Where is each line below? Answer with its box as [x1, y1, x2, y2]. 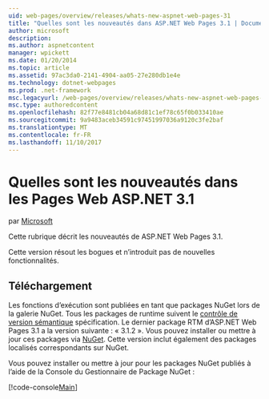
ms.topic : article [8, 64, 70, 72]
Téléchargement [8, 279, 92, 292]
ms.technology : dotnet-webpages [8, 79, 116, 87]
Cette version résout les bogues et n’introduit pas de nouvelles [8, 248, 215, 257]
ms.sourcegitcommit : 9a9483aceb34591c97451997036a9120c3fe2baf [8, 116, 224, 124]
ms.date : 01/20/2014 [8, 57, 78, 65]
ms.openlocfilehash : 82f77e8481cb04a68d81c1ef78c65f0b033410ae [8, 109, 224, 117]
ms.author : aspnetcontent [8, 42, 94, 50]
